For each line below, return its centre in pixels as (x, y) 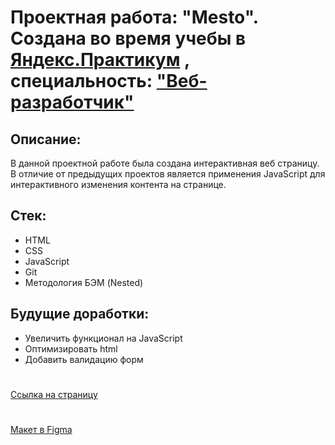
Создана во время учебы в (128, 38)
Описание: (46, 139)
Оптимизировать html (71, 348)
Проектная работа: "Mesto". (134, 17)
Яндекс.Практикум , (100, 60)
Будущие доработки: (80, 314)
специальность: (81, 81)
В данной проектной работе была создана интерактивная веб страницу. (165, 163)
